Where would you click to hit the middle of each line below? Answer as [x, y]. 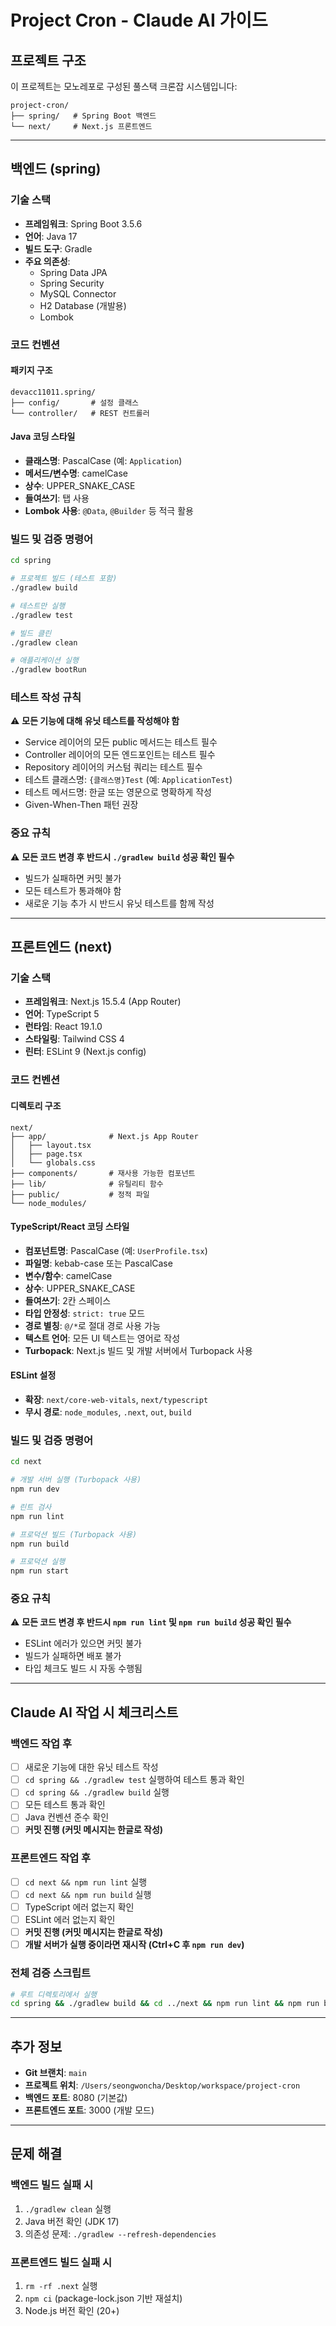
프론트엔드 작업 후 [51, 1858]
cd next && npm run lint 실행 [86, 1882]
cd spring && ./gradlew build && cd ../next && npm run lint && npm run [165, 2004]
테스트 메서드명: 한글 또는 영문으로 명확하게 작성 [118, 792]
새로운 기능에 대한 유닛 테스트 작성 [91, 1767]
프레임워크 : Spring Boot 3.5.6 [83, 223]
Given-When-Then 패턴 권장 [81, 805]
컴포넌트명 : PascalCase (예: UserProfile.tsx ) [116, 1250]
